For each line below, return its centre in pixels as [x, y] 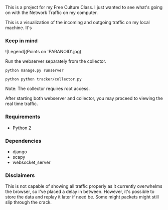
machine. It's [19, 28]
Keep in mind [22, 41]
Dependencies [23, 141]
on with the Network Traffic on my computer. [51, 13]
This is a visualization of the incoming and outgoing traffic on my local [77, 22]
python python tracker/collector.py [43, 79]
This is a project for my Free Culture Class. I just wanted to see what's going [84, 7]
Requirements [23, 117]
